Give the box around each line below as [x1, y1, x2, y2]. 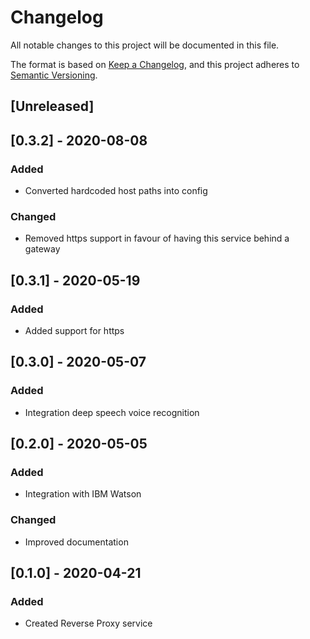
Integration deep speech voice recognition [24, 406, 200, 418]
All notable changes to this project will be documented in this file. [10, 39, 280, 51]
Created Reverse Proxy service [24, 617, 153, 630]
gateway [24, 243, 61, 255]
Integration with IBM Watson [24, 488, 142, 500]
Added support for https [24, 325, 125, 336]
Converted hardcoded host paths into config [24, 185, 208, 197]
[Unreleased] [10, 98, 95, 115]
